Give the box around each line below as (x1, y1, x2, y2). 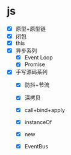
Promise (24, 61, 46, 68)
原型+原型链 (15, 25, 46, 32)
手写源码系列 (15, 68, 48, 76)
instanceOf (24, 118, 52, 125)
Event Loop (24, 54, 53, 61)
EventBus (24, 142, 49, 150)
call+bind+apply (24, 106, 66, 113)
